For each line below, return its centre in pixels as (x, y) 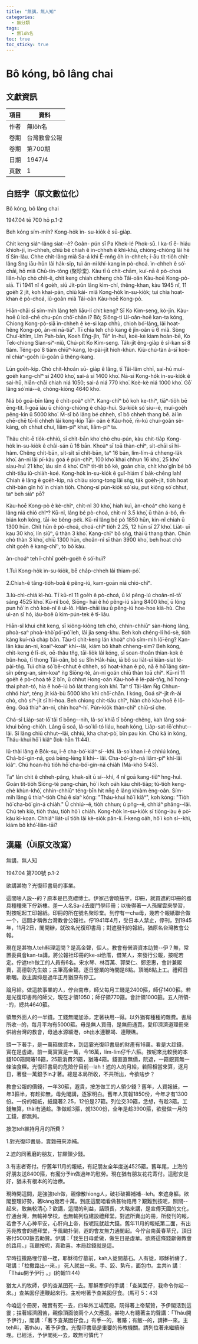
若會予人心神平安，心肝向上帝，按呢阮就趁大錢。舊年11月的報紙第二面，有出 (99, 1223)
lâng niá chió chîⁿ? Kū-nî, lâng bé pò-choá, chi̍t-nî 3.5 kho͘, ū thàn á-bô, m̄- (96, 513)
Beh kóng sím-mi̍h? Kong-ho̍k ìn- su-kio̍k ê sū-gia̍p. (69, 232)
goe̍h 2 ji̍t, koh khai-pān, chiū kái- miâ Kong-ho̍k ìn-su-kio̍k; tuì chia (88, 292)
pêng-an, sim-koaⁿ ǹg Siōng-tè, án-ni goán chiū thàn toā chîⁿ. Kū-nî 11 (100, 672)
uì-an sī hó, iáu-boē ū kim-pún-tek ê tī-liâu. (58, 614)
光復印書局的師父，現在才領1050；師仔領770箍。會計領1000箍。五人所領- (101, 997)
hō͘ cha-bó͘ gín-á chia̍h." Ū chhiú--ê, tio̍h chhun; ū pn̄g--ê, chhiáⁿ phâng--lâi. (99, 804)
